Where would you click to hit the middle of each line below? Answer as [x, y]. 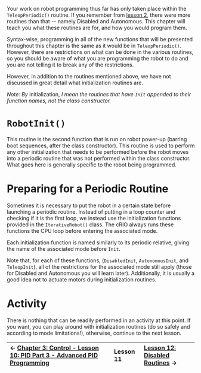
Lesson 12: [160, 348]
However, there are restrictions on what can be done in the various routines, [100, 52]
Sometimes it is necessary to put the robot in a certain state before [89, 205]
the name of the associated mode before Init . [64, 248]
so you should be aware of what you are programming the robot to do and [98, 58]
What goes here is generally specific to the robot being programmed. [92, 165]
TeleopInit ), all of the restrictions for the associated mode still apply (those [99, 266]
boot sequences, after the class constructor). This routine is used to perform [101, 145]
